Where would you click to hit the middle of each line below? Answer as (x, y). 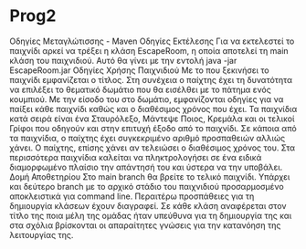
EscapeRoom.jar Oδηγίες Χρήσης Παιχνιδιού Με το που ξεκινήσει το (139, 70)
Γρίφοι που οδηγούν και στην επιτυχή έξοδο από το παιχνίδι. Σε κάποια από (153, 128)
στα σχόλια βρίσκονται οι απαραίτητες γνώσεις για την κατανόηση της (145, 225)
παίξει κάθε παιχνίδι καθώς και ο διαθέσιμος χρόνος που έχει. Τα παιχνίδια (153, 109)
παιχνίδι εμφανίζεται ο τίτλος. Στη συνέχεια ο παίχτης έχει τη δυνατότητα (151, 79)
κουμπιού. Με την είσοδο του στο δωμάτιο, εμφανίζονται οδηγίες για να (147, 99)
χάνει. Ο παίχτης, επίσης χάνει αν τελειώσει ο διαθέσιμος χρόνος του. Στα (152, 148)
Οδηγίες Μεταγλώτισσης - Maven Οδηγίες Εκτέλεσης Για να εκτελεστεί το (152, 41)
